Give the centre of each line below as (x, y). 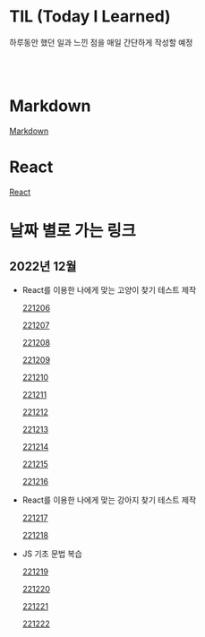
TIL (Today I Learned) (90, 17)
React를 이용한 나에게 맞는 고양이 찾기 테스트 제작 (109, 289)
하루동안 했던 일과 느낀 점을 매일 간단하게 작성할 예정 (101, 42)
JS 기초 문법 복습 (52, 554)
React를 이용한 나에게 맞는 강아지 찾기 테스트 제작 (109, 500)
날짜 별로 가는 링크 (73, 231)
